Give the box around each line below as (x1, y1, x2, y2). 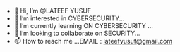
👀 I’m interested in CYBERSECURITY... (13, 14, 125, 22)
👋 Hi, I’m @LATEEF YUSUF (13, 7, 92, 15)
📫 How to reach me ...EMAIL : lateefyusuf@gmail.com (13, 37, 173, 45)
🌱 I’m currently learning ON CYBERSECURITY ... (13, 22, 153, 30)
